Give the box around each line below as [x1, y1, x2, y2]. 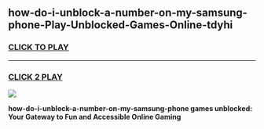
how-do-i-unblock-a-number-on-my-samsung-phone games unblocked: [8, 103, 253, 113]
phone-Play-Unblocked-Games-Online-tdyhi [8, 19, 233, 32]
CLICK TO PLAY [8, 42, 69, 53]
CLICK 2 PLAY [8, 71, 63, 82]
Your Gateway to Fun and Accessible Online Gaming [8, 112, 181, 121]
